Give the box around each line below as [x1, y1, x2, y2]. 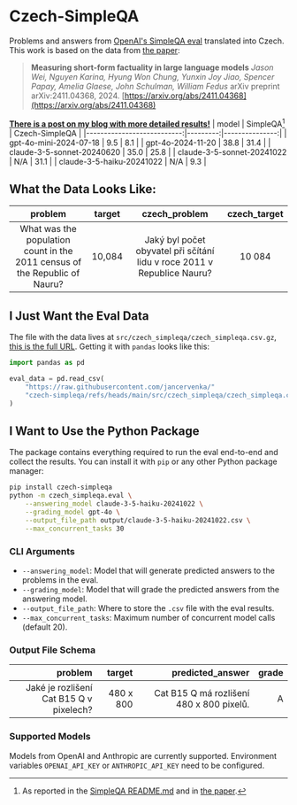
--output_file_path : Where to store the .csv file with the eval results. [21, 602, 275, 613]
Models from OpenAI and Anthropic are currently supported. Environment [9, 750, 277, 761]
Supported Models [9, 731, 91, 743]
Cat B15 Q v [42, 693, 93, 705]
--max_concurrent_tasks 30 [25, 524, 125, 533]
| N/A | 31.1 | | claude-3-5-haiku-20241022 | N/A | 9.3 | [9, 156, 207, 166]
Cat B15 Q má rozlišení [154, 687, 250, 700]
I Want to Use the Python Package [9, 423, 201, 438]
